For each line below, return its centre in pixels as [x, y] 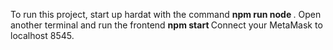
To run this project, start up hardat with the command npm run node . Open [166, 14]
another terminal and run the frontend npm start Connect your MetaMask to [166, 25]
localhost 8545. [42, 35]
